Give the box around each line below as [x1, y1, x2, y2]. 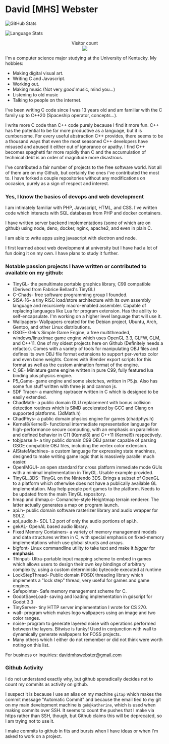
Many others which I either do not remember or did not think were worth [12, 636, 163, 643]
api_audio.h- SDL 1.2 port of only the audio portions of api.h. [12, 518, 138, 524]
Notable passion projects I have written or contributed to [5, 263, 147, 270]
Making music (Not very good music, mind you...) [12, 86, 116, 92]
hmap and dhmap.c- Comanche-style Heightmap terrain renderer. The [12, 496, 159, 503]
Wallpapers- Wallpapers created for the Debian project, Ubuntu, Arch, [12, 318, 158, 325]
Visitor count [71, 40, 98, 46]
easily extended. [12, 394, 47, 400]
